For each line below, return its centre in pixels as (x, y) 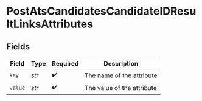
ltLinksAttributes (50, 24)
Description (121, 64)
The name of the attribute (121, 75)
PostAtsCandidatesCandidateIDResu (101, 11)
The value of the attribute (120, 88)
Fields (18, 47)
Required (65, 64)
